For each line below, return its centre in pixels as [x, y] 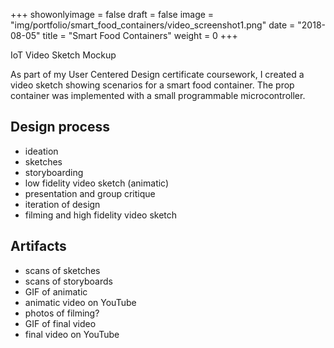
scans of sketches [62, 270]
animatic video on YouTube [80, 302]
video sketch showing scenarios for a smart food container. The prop [152, 85]
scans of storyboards [68, 281]
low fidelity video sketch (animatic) [97, 183]
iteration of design [62, 204]
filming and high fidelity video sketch [101, 215]
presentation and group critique [90, 193]
